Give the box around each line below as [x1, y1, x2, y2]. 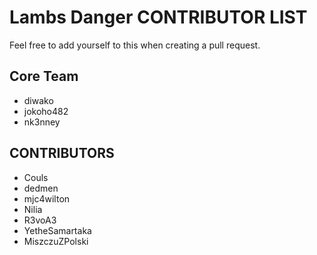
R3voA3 [23, 214, 57, 226]
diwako [23, 94, 54, 106]
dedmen [23, 182, 59, 194]
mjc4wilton [23, 192, 71, 205]
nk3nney [23, 116, 61, 128]
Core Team [9, 68, 79, 85]
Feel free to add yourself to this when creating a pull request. [9, 39, 261, 51]
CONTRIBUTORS [9, 145, 115, 162]
